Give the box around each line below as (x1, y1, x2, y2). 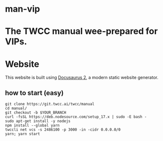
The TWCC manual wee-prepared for (5, 26, 158, 37)
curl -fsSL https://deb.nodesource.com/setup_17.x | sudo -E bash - (5, 115, 147, 120)
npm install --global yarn (5, 123, 60, 128)
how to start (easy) (5, 89, 64, 97)
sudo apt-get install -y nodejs (5, 119, 71, 124)
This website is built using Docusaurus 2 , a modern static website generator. (5, 75, 159, 81)
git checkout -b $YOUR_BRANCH (5, 110, 67, 115)
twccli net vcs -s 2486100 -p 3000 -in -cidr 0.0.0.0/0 (5, 127, 121, 132)
